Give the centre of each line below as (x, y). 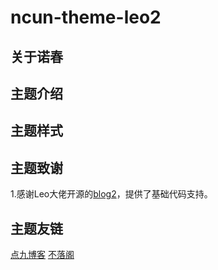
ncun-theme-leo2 (86, 17)
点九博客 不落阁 (42, 254)
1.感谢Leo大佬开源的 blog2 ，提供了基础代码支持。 (111, 194)
